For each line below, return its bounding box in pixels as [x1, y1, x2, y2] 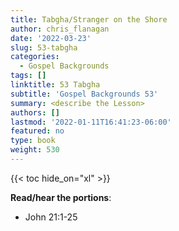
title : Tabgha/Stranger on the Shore [10, 14, 168, 25]
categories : [10, 52, 60, 62]
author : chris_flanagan [10, 24, 110, 34]
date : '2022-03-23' [10, 33, 92, 43]
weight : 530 [10, 145, 60, 155]
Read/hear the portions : [10, 191, 112, 203]
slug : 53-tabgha [10, 42, 78, 53]
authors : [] [10, 107, 60, 118]
